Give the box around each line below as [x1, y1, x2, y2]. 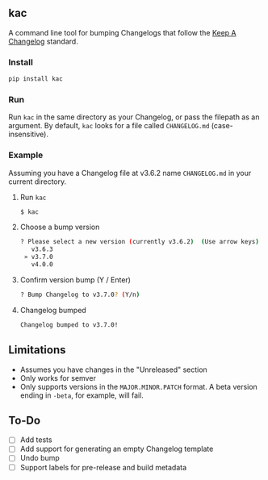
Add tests [19, 435, 52, 445]
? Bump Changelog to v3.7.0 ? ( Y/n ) [19, 290, 140, 298]
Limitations [8, 343, 66, 357]
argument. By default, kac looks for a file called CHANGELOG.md [8, 121, 210, 131]
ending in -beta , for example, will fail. [19, 390, 144, 400]
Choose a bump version [19, 222, 100, 232]
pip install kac [8, 75, 63, 83]
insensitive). [8, 129, 48, 140]
